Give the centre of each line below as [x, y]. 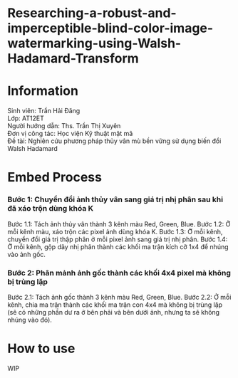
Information [43, 91]
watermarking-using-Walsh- [94, 43]
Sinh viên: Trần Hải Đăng [44, 111]
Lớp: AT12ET [26, 118]
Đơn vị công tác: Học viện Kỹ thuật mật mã [70, 134]
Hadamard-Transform [73, 59]
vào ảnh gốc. [27, 254]
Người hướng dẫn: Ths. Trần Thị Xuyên [64, 126]
